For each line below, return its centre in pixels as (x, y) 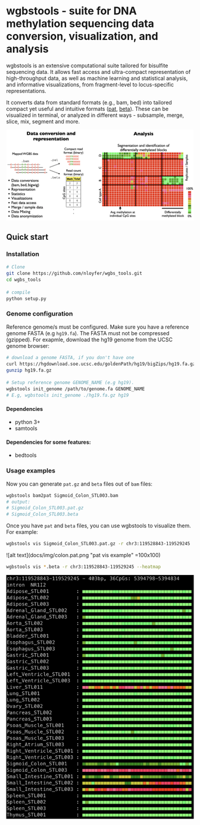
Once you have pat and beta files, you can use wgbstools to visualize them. (99, 526)
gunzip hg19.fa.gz (29, 370)
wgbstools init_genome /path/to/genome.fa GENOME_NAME (76, 389)
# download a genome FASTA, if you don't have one (70, 357)
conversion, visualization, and (82, 36)
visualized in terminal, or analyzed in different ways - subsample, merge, (95, 115)
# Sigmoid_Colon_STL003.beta (42, 514)
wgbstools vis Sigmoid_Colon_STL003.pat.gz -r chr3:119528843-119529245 (98, 544)
